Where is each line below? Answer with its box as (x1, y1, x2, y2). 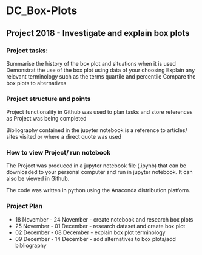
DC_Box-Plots (6, 4, 78, 18)
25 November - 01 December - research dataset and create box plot (15, 222, 186, 229)
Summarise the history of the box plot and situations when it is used (6, 60, 176, 67)
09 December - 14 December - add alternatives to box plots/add (15, 235, 176, 242)
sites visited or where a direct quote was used (6, 133, 121, 141)
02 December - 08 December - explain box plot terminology (15, 229, 166, 236)
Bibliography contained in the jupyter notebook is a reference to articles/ (6, 127, 187, 134)
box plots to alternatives (6, 79, 67, 86)
